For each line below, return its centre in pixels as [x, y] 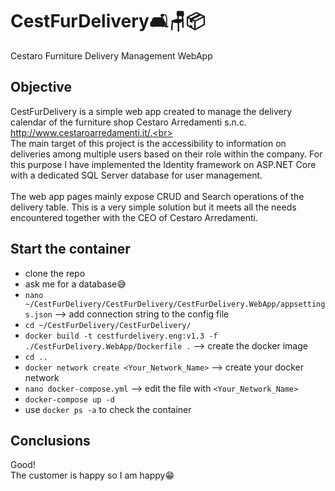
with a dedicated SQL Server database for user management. [136, 175]
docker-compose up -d [69, 399]
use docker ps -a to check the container [108, 409]
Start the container [70, 249]
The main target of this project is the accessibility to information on [148, 143]
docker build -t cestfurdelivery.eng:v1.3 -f [121, 336]
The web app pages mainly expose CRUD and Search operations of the [157, 196]
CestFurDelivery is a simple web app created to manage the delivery [151, 111]
